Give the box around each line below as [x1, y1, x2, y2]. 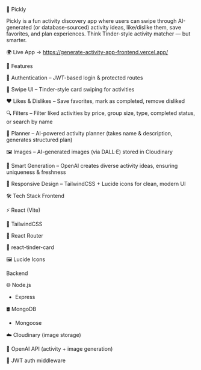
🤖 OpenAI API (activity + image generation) [6, 345, 113, 352]
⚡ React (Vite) [6, 206, 41, 214]
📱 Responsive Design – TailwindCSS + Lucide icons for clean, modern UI [6, 180, 186, 187]
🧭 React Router [6, 232, 43, 239]
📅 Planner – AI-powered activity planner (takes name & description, [6, 130, 173, 137]
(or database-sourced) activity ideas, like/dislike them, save [32, 24, 182, 31]
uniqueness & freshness [6, 168, 66, 176]
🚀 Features [6, 63, 33, 69]
